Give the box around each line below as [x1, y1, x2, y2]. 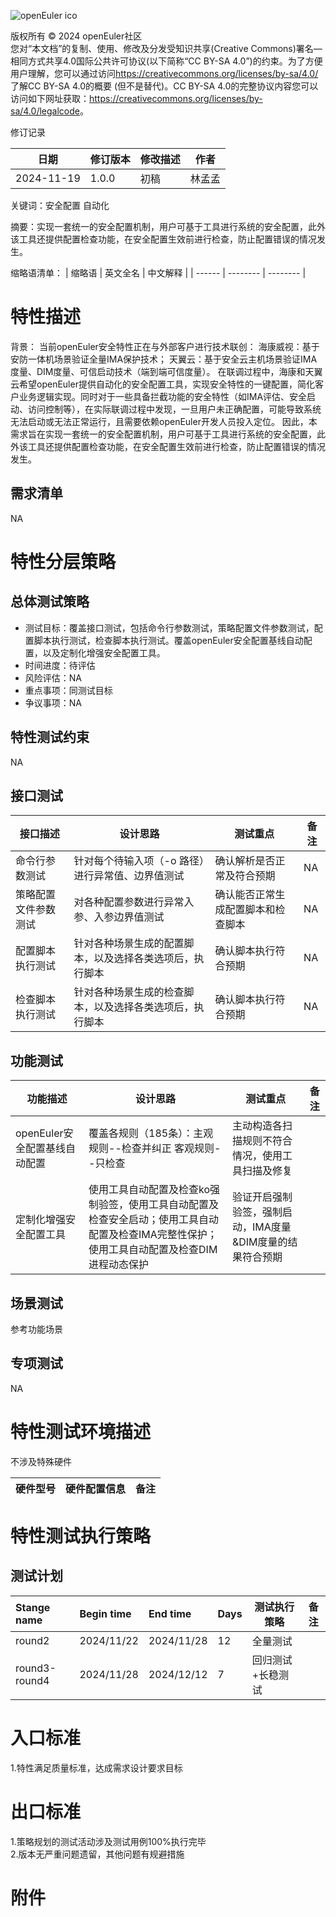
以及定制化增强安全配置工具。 [42, 646, 166, 659]
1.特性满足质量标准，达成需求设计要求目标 [10, 1761, 183, 1774]
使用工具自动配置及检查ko [88, 1183, 211, 1197]
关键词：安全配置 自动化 [10, 200, 110, 211]
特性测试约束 [10, 729, 90, 746]
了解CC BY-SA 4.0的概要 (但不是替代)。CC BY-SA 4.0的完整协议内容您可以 [10, 80, 319, 92]
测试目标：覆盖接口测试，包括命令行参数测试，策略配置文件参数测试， [24, 621, 315, 634]
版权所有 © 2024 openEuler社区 [10, 30, 143, 42]
